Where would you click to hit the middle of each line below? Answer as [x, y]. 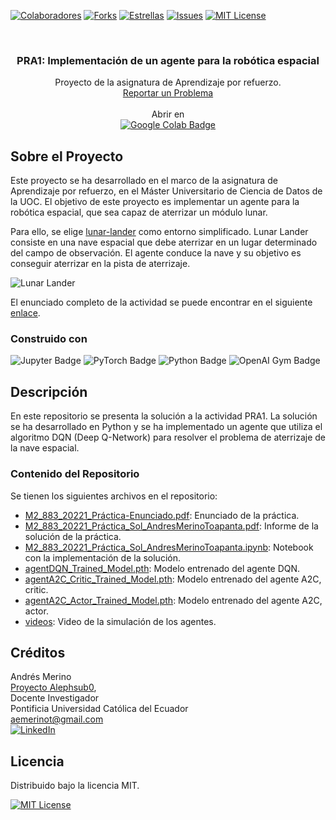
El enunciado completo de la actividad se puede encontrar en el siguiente [161, 302]
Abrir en [168, 114]
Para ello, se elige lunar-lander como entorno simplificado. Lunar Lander [159, 232]
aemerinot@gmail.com [57, 719]
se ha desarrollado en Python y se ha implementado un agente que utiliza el [166, 427]
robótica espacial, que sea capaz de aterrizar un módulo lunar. [139, 212]
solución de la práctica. [73, 536]
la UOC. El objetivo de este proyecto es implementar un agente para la [155, 202]
